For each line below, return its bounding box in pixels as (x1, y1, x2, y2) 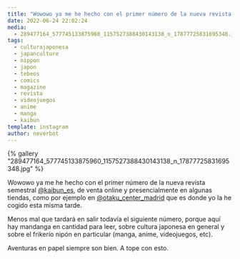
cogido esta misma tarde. (7, 201, 82, 210)
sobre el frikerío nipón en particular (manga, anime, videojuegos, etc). (7, 230, 213, 239)
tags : (7, 37, 24, 44)
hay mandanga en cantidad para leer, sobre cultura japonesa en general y (7, 223, 225, 231)
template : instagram (7, 123, 69, 131)
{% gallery (7, 149, 39, 158)
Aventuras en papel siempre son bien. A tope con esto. (7, 244, 169, 253)
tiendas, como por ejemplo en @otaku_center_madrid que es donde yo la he (7, 193, 232, 202)
